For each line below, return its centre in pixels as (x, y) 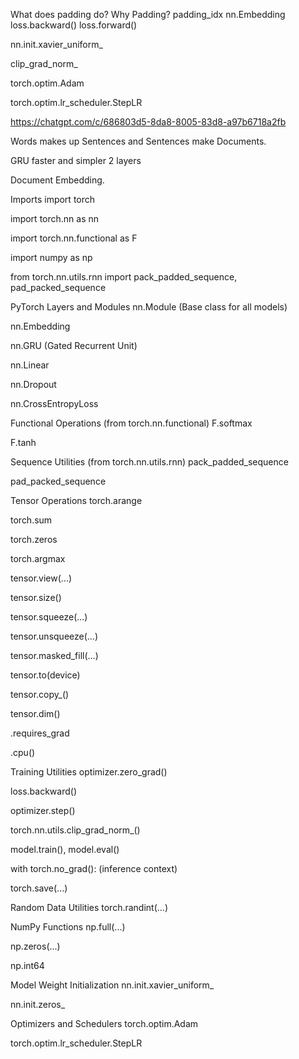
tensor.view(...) (41, 578)
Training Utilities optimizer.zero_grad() (89, 772)
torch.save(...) (39, 888)
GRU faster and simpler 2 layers (76, 160)
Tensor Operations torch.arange (76, 500)
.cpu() (23, 752)
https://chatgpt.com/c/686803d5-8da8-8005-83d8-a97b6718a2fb (148, 122)
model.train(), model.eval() (65, 849)
